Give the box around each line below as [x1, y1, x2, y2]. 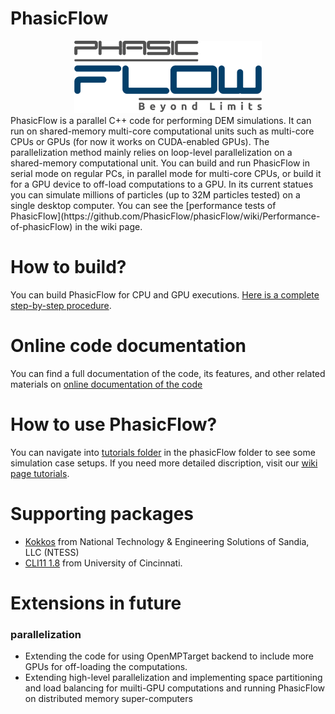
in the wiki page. [74, 221, 143, 232]
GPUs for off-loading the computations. [24, 661, 188, 673]
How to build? [10, 256, 127, 279]
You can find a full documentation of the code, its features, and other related [10, 367, 326, 379]
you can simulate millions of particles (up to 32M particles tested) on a [10, 189, 301, 201]
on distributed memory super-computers [24, 693, 193, 705]
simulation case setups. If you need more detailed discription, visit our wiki [10, 457, 318, 469]
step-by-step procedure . [10, 299, 112, 311]
